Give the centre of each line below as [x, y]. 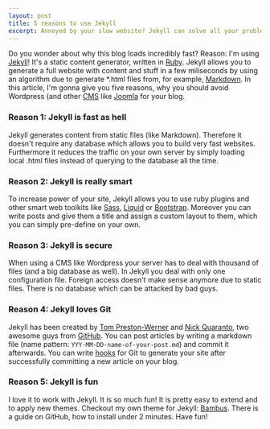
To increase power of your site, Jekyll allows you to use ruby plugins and [129, 199]
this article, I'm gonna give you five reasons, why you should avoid [119, 88]
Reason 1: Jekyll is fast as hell [67, 118]
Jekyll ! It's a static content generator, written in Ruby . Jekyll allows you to [130, 62]
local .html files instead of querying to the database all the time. [113, 160]
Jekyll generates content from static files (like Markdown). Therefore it [125, 134]
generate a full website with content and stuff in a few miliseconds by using [133, 71]
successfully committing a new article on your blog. [94, 361]
